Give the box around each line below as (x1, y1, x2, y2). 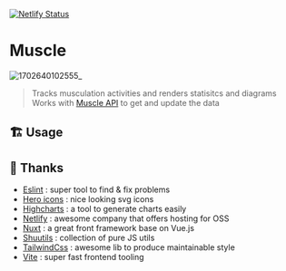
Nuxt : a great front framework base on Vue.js (22, 223, 195, 234)
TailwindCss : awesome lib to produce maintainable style (22, 242, 236, 253)
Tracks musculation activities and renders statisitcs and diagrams (31, 87, 277, 99)
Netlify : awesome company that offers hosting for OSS (22, 213, 230, 224)
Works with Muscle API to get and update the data (31, 97, 220, 108)
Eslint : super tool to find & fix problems (22, 184, 171, 195)
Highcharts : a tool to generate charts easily (22, 204, 187, 215)
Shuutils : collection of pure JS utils (22, 232, 155, 244)
